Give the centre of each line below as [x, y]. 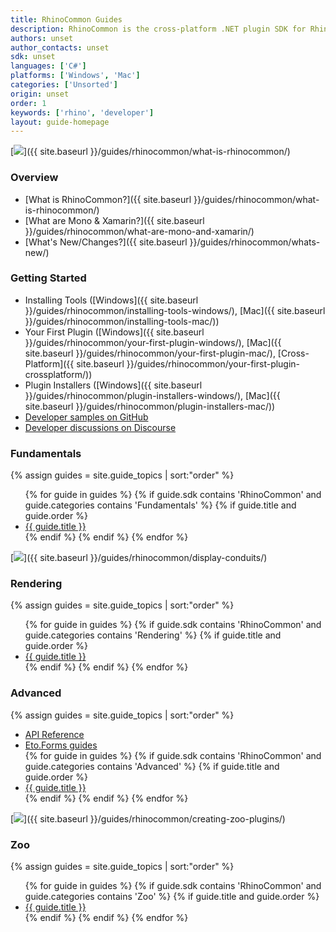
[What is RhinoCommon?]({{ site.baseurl [108, 199]
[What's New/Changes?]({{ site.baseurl [106, 242]
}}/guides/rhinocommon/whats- [255, 242]
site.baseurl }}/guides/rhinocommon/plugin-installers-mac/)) [150, 406]
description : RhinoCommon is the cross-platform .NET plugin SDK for [158, 29]
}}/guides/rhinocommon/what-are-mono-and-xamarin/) [139, 231]
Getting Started [48, 278]
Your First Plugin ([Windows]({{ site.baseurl [114, 332]
